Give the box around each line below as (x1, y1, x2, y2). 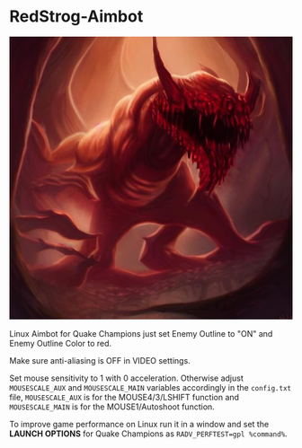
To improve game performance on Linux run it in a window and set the (9, 418, 270, 429)
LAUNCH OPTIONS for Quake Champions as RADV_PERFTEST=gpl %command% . (9, 428, 288, 439)
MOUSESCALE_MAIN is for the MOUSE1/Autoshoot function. (9, 401, 216, 412)
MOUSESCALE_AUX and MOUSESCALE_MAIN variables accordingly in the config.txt (9, 382, 292, 392)
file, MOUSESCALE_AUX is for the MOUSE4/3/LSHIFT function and (9, 391, 240, 402)
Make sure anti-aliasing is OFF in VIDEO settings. (9, 355, 191, 365)
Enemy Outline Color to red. (9, 338, 112, 348)
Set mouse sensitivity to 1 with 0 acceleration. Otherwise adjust (9, 373, 244, 383)
